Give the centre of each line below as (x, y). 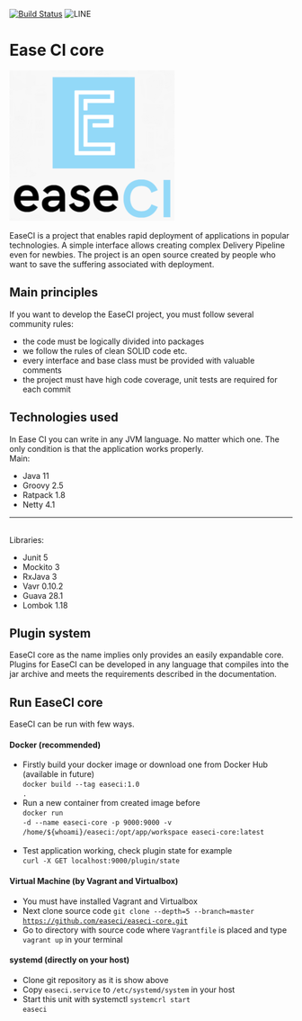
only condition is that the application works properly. (107, 448)
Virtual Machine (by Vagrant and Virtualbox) (94, 881)
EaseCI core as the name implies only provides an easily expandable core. (147, 655)
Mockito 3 (41, 566)
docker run (43, 813)
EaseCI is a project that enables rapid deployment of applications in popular (150, 235)
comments (42, 370)
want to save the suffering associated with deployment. (112, 264)
